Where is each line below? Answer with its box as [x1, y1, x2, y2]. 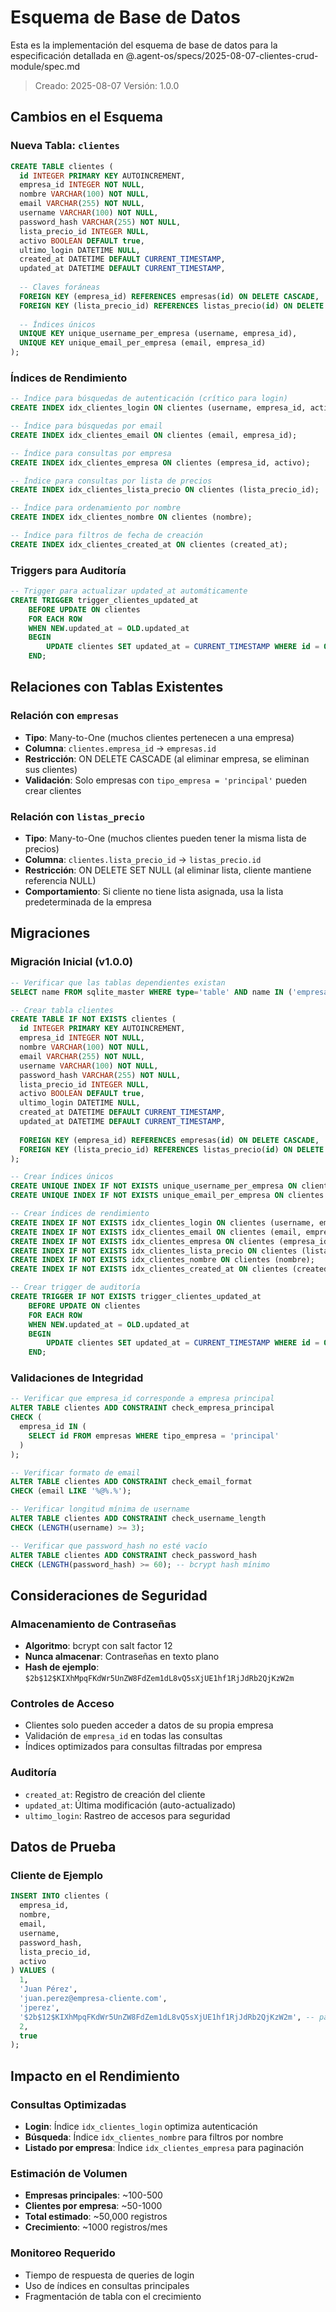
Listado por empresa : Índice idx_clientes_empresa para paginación [24, 2141, 304, 2153]
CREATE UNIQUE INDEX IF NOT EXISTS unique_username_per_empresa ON [10, 1181, 298, 1191]
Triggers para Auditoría [10, 563, 127, 577]
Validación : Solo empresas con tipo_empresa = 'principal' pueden [24, 774, 307, 786]
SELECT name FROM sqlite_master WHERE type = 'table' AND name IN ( [10, 987, 293, 997]
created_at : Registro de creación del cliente [24, 1788, 206, 1800]
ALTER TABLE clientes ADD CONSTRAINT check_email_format [10, 1477, 253, 1487]
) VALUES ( [10, 1966, 56, 1976]
